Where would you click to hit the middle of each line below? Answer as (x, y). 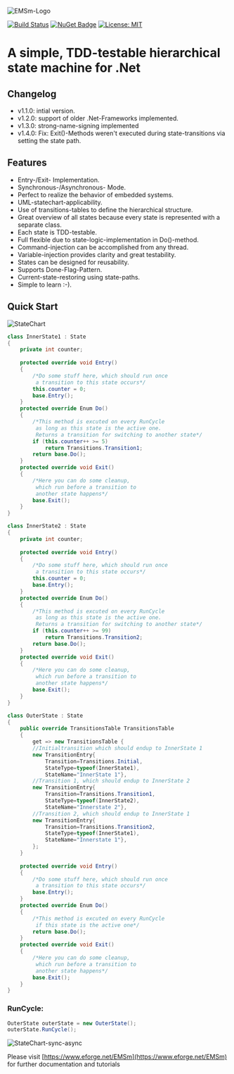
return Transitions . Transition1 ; (93, 448)
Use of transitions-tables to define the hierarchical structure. (105, 210)
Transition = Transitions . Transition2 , (100, 827)
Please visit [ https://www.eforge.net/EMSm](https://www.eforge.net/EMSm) (117, 1057)
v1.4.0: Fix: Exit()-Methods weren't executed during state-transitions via (121, 133)
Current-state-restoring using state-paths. (79, 277)
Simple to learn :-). (45, 285)
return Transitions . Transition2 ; (93, 637)
